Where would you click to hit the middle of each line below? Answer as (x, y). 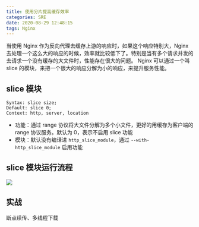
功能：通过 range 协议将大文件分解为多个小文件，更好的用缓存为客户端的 (104, 125)
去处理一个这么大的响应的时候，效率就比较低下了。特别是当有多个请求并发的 (100, 53)
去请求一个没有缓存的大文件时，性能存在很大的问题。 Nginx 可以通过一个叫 (98, 61)
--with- (140, 140)
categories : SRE (26, 17)
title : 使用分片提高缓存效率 (38, 12)
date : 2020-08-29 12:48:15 (40, 23)
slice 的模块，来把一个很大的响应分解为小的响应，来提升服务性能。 (88, 68)
